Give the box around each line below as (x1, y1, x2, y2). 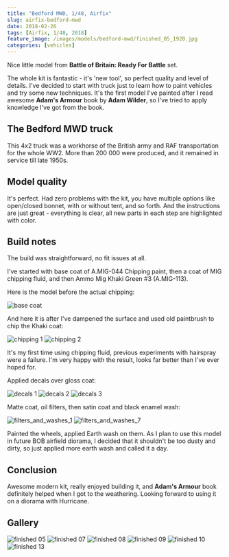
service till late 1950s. (7, 156, 69, 164)
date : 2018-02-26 (7, 23, 57, 30)
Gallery (7, 516, 39, 529)
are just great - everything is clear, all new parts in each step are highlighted (7, 209, 222, 217)
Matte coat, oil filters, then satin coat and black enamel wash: (7, 403, 180, 411)
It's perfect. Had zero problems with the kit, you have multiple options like (7, 194, 215, 203)
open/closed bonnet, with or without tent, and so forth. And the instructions (7, 201, 221, 209)
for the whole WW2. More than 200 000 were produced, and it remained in (7, 148, 219, 157)
